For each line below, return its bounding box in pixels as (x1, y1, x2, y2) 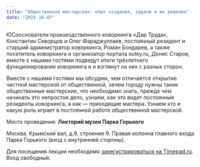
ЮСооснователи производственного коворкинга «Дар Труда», (6, 31, 168, 38)
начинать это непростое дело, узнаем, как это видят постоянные (6, 94, 175, 101)
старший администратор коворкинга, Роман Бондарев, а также (6, 43, 170, 51)
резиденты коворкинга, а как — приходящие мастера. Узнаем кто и (6, 100, 181, 107)
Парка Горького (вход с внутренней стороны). (6, 136, 126, 143)
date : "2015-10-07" (6, 14, 55, 20)
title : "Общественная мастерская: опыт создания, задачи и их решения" (6, 8, 189, 15)
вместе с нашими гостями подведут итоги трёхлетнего (6, 56, 148, 64)
